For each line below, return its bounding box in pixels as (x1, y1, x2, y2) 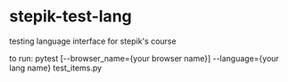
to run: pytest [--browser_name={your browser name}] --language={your (9, 53, 279, 63)
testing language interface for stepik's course (9, 36, 177, 46)
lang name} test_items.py (9, 62, 103, 73)
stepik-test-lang (9, 6, 132, 27)
